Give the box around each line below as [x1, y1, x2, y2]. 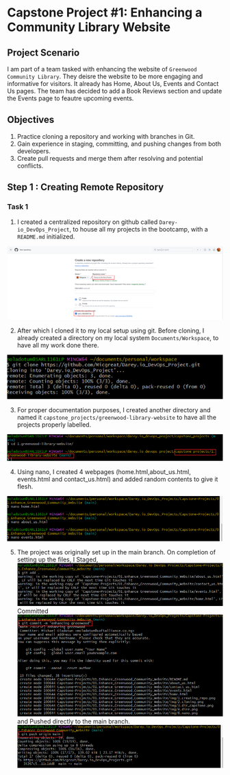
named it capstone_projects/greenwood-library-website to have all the [16, 414, 217, 422]
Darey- [159, 218, 178, 226]
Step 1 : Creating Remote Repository [7, 181, 164, 193]
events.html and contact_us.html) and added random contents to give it [16, 475, 218, 483]
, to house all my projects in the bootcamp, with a [69, 225, 209, 233]
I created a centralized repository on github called [16, 218, 158, 226]
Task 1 [7, 202, 29, 212]
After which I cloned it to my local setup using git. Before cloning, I [16, 326, 205, 335]
